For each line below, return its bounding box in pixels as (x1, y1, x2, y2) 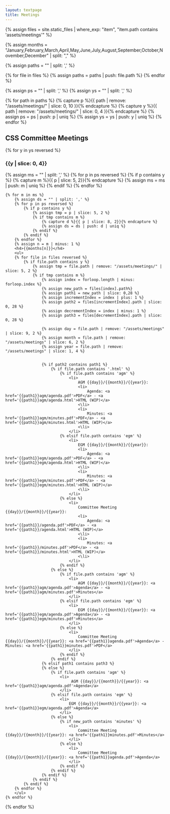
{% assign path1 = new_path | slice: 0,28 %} (41, 290, 140, 296)
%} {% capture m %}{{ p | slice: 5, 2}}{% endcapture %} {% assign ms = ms (5, 177, 165, 183)
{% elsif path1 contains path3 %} (41, 661, 115, 666)
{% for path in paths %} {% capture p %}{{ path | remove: (5, 97, 127, 104)
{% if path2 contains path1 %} (41, 362, 108, 367)
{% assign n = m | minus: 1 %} (14, 241, 81, 246)
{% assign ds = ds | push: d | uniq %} (41, 223, 126, 228)
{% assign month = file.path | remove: (41, 335, 126, 340)
